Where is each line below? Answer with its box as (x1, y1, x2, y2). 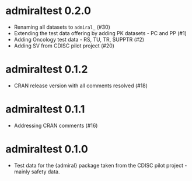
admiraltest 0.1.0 (5, 142, 88, 156)
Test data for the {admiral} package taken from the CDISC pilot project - (13, 162, 187, 169)
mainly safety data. (13, 168, 60, 175)
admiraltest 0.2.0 (5, 4, 92, 18)
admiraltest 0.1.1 (5, 103, 85, 116)
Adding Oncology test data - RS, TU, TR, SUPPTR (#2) (13, 36, 144, 43)
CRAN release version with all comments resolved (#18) (13, 82, 148, 89)
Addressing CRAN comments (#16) (13, 122, 98, 129)
